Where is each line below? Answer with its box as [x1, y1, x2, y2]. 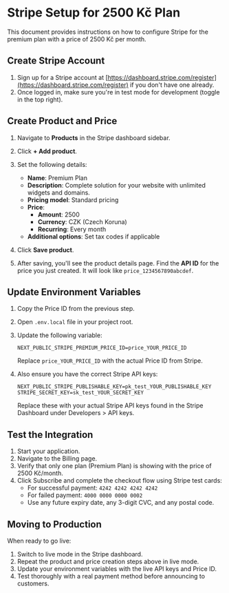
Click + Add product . [17, 147, 78, 155]
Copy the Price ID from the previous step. [17, 305, 135, 313]
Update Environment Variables [7, 286, 141, 298]
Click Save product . [17, 245, 74, 254]
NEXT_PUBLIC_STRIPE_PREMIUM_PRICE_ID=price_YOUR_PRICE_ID [17, 345, 187, 352]
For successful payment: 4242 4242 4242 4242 [27, 484, 158, 492]
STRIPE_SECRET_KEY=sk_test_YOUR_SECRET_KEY [17, 390, 144, 396]
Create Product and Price [7, 115, 118, 127]
